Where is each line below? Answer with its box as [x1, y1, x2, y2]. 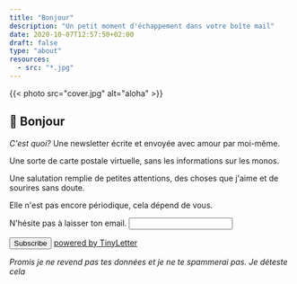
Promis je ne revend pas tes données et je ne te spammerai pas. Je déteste [9, 256, 289, 267]
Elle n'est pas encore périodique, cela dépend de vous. [9, 200, 214, 210]
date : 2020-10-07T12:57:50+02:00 [9, 30, 135, 39]
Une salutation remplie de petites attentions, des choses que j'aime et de [9, 173, 279, 183]
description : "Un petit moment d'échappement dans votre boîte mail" [9, 22, 275, 31]
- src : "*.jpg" [17, 64, 74, 73]
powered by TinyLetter [53, 237, 138, 248]
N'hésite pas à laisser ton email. [9, 217, 127, 228]
